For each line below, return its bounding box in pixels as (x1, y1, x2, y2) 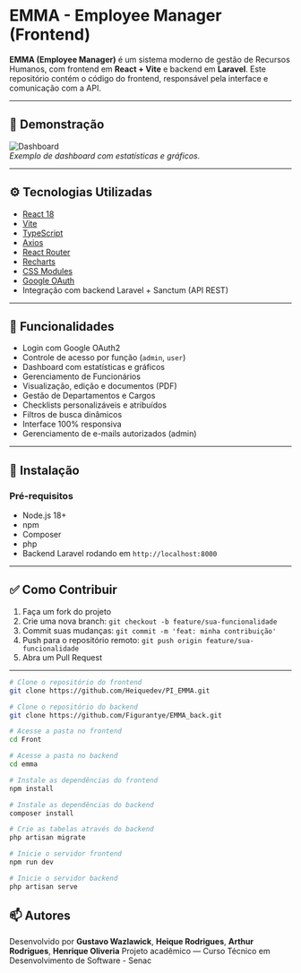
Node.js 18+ (21, 510, 67, 521)
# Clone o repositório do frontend (9, 677, 142, 686)
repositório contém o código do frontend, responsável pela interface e (9, 73, 269, 83)
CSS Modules (21, 265, 73, 276)
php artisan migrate (9, 833, 87, 842)
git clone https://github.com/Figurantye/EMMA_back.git (9, 710, 222, 719)
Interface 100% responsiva (21, 418, 123, 430)
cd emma (9, 760, 39, 769)
